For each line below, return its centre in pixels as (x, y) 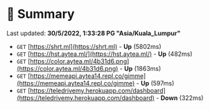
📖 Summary (41, 14)
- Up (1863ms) (140, 68)
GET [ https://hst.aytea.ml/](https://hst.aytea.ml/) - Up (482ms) (104, 54)
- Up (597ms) (155, 83)
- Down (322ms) (180, 98)
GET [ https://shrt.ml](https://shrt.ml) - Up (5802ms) (89, 46)
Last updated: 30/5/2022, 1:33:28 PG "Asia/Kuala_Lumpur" (94, 33)
